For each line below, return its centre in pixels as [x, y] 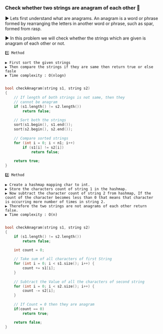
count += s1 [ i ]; [39, 268]
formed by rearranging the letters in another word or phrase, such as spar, [80, 23]
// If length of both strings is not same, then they [69, 98]
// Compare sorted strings [41, 138]
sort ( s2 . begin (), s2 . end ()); [43, 129]
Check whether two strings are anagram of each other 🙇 [72, 8]
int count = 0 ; [29, 250]
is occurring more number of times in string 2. [55, 202]
